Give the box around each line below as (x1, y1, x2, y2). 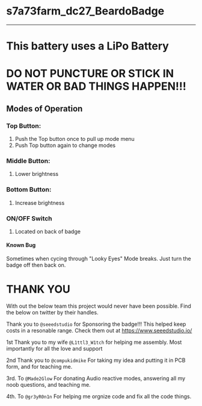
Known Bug (6, 242, 36, 249)
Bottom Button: (6, 186, 52, 194)
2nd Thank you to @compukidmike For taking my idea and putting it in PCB (6, 357, 186, 364)
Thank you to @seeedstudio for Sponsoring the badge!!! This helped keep (6, 320, 186, 328)
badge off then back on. (6, 261, 66, 269)
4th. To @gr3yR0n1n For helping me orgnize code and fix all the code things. (6, 393, 192, 400)
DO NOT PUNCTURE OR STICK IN (6, 67, 174, 81)
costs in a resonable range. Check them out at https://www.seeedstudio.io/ (6, 327, 192, 334)
